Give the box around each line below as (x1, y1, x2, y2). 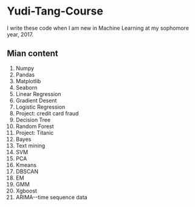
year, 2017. (7, 30, 34, 38)
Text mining (15, 141, 46, 149)
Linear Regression (15, 90, 61, 98)
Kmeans (15, 161, 37, 168)
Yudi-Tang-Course (7, 4, 104, 18)
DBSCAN (15, 168, 39, 175)
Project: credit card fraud (15, 109, 79, 117)
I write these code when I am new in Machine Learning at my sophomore (7, 24, 189, 32)
